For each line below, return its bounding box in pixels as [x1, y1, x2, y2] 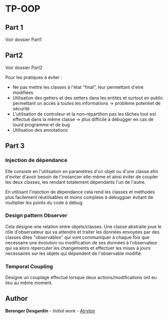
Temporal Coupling [5, 263, 53, 270]
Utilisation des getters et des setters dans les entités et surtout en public [12, 94, 163, 101]
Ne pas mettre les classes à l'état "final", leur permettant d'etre [12, 84, 144, 90]
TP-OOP [5, 3, 40, 15]
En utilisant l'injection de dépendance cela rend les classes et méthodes [5, 189, 155, 195]
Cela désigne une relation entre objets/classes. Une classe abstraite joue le [5, 223, 161, 230]
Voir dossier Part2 [5, 64, 43, 71]
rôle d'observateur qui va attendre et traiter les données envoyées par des [5, 229, 160, 235]
